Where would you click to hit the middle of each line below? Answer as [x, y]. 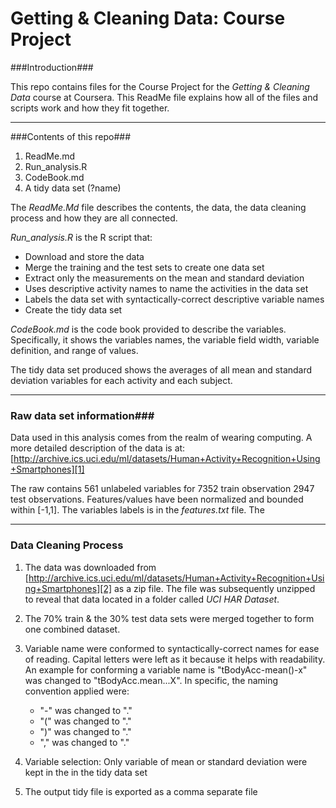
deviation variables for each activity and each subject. [121, 380]
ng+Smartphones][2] [68, 588]
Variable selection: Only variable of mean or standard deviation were [166, 761]
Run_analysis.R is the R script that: [81, 237]
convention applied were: [77, 691]
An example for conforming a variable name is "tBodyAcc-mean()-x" [166, 669]
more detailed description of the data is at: [98, 448]
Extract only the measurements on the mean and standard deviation [164, 278]
